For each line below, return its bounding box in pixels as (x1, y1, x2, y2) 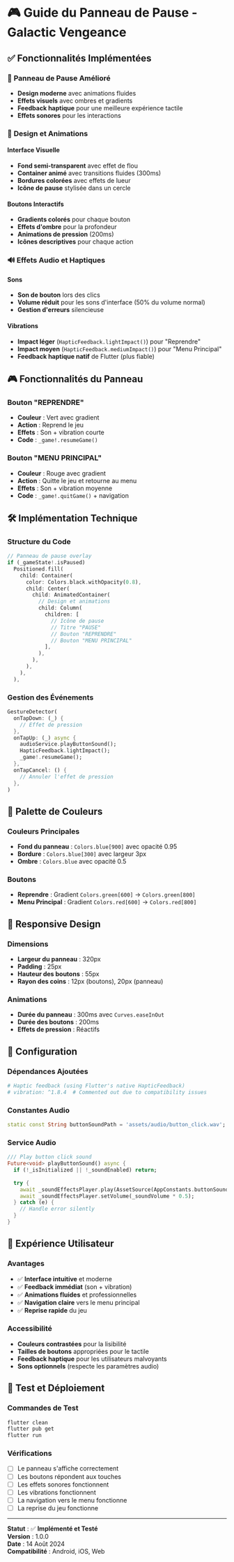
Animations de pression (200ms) (17, 230, 114, 239)
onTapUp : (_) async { (13, 734, 77, 742)
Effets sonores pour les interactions (17, 111, 122, 119)
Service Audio (7, 1137, 57, 1147)
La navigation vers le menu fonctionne (17, 1496, 127, 1504)
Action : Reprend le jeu (17, 421, 84, 429)
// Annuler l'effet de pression (19, 773, 114, 780)
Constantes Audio (7, 1105, 70, 1115)
